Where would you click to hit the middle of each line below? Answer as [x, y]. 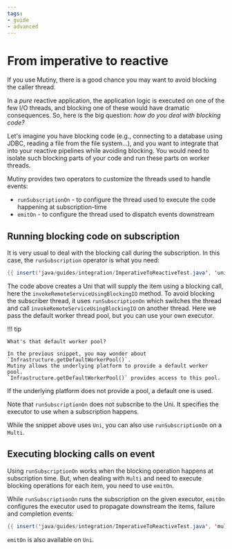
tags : [15, 13]
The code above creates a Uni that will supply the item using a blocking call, [115, 286]
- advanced [23, 26]
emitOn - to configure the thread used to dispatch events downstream [116, 215]
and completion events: [40, 514]
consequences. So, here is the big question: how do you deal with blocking [114, 116]
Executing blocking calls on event [81, 454]
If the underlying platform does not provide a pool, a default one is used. [110, 391]
